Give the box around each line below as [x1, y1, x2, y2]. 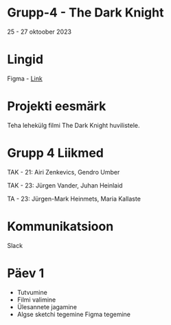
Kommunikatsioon [7, 218, 114, 234]
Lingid [7, 52, 43, 67]
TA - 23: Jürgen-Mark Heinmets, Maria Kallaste [7, 194, 141, 203]
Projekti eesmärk [7, 98, 106, 114]
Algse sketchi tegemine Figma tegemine [16, 310, 131, 318]
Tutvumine [16, 288, 48, 296]
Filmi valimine [16, 295, 56, 304]
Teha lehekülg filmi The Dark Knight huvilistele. [7, 121, 140, 129]
